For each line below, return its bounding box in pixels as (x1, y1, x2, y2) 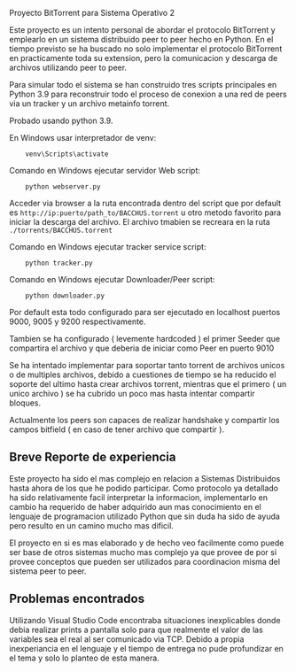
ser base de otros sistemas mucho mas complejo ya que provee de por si (9, 546, 277, 557)
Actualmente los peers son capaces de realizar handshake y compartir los (9, 415, 280, 425)
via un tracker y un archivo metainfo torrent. (9, 98, 170, 109)
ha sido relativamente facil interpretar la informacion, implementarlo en (9, 491, 269, 503)
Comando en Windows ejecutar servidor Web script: (9, 166, 201, 175)
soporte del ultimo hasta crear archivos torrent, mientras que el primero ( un (9, 379, 287, 389)
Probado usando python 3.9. (9, 115, 113, 126)
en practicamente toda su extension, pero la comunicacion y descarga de (9, 53, 278, 63)
